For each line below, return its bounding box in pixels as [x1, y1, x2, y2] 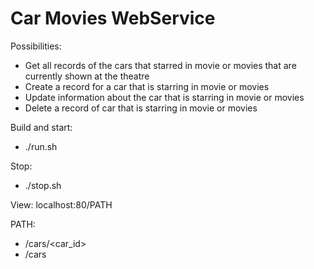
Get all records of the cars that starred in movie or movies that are [24, 59, 297, 71]
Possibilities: [10, 40, 62, 52]
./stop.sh [24, 179, 62, 191]
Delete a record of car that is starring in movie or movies [24, 102, 258, 114]
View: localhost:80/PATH [10, 198, 113, 211]
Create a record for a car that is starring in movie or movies [24, 80, 270, 92]
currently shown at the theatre [24, 70, 150, 82]
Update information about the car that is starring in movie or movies [24, 91, 305, 103]
